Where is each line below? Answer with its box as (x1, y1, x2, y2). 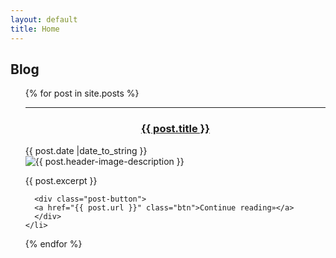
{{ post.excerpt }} (24, 174, 98, 186)
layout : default (10, 14, 78, 25)
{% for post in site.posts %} (24, 87, 140, 100)
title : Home (10, 24, 60, 34)
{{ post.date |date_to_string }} (24, 144, 148, 156)
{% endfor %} (24, 237, 83, 250)
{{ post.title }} (140, 122, 210, 136)
